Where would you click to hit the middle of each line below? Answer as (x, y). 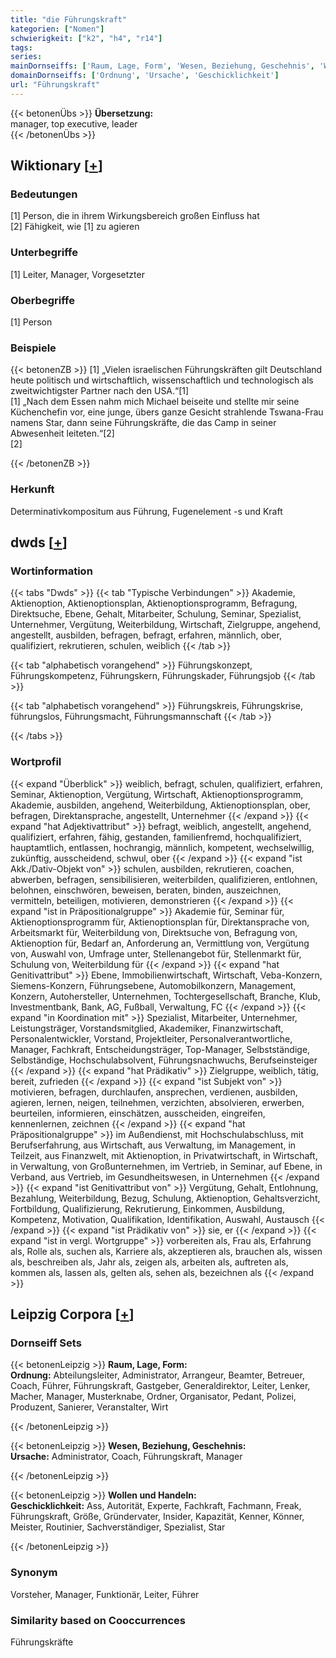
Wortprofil (36, 762)
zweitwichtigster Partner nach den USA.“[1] (100, 391)
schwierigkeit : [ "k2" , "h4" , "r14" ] (86, 38)
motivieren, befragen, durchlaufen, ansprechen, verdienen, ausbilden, (154, 1092)
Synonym (34, 1573)
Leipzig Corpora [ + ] (72, 1314)
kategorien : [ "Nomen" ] (57, 29)
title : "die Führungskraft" (69, 19)
